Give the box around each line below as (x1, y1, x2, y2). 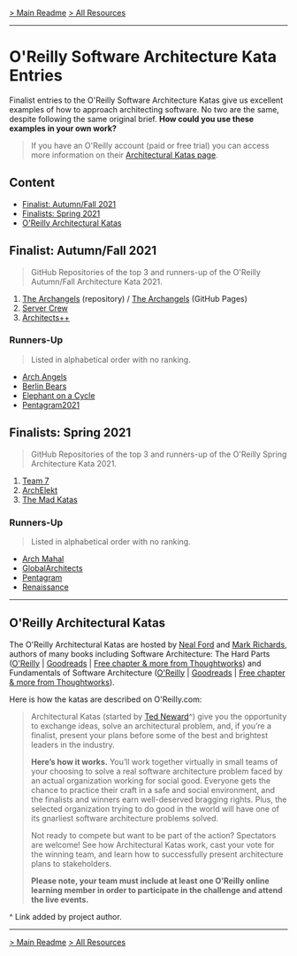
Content (9, 175, 56, 190)
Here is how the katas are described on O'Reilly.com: (9, 694, 202, 705)
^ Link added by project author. (9, 911, 122, 921)
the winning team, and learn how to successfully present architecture (30, 849, 284, 860)
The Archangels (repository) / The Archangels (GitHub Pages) (21, 293, 247, 304)
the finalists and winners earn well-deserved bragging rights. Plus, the (30, 794, 287, 805)
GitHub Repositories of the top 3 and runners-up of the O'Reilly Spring (30, 449, 287, 459)
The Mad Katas (21, 494, 78, 505)
